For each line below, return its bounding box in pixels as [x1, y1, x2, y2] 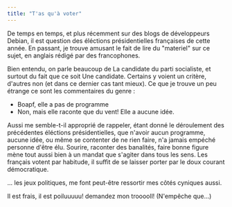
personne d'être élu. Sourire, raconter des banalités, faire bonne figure [7, 143, 209, 151]
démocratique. [7, 165, 49, 173]
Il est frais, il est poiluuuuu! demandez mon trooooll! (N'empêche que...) [7, 192, 212, 200]
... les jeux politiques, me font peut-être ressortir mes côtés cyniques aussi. [7, 178, 222, 187]
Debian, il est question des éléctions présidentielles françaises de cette [7, 36, 211, 45]
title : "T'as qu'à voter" [7, 10, 82, 17]
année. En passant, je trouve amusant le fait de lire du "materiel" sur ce [7, 44, 210, 52]
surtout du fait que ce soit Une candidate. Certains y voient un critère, [7, 72, 206, 80]
